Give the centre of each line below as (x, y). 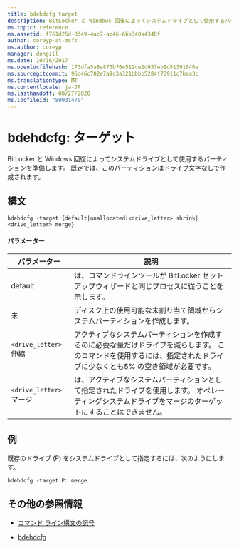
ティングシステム (102, 401)
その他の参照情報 (45, 504)
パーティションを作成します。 (144, 320)
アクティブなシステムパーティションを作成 (144, 334)
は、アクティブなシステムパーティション (141, 380)
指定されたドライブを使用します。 (138, 390)
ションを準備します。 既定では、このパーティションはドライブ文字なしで (114, 168)
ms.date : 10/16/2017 (38, 61)
